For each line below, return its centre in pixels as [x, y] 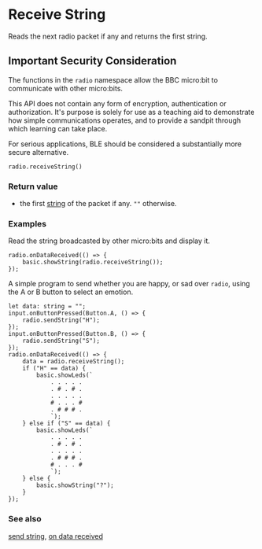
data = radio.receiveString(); [74, 362]
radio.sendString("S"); [61, 341]
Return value [33, 186]
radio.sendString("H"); [61, 320]
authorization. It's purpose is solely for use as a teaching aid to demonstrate [131, 112]
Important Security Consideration [92, 61]
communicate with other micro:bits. [66, 88]
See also [25, 519]
